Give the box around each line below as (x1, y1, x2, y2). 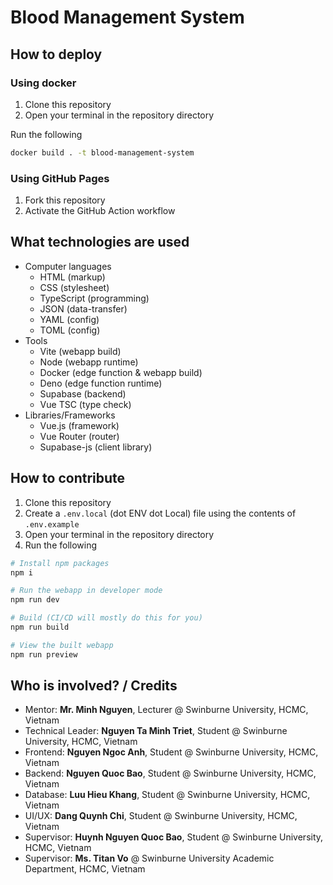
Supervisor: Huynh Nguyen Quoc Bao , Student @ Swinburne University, (24, 831, 324, 843)
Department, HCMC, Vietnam (24, 863, 146, 875)
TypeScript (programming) (39, 292, 150, 304)
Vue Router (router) (39, 430, 120, 442)
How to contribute (10, 470, 126, 487)
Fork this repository (24, 194, 106, 206)
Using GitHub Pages (10, 171, 110, 185)
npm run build (10, 622, 70, 633)
